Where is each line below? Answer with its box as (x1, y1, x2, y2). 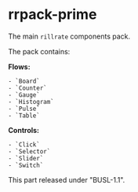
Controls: (8, 125, 40, 135)
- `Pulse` (8, 105, 41, 113)
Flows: (8, 61, 31, 72)
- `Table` (8, 112, 41, 120)
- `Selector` (8, 147, 51, 155)
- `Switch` (8, 161, 44, 169)
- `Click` (8, 140, 41, 149)
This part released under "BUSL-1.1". (8, 175, 125, 184)
